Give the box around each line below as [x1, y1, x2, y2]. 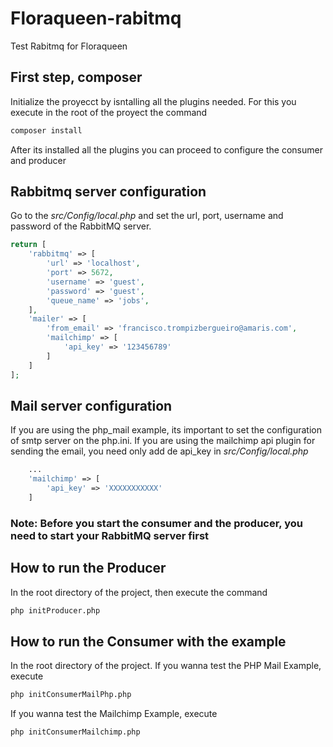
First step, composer [10, 69, 143, 86]
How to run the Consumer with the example [10, 633, 287, 650]
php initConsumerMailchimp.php [10, 727, 141, 737]
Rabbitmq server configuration [10, 183, 207, 201]
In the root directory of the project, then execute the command [10, 586, 268, 598]
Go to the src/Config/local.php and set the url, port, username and [10, 210, 284, 222]
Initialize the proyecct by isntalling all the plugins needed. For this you [10, 95, 297, 107]
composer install [10, 125, 83, 136]
